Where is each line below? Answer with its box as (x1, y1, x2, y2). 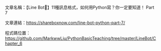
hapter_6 (5, 40, 23, 47)
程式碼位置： (5, 30, 30, 36)
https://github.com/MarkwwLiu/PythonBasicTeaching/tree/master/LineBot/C (5, 36, 156, 41)
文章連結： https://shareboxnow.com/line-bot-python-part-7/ (5, 20, 125, 25)
